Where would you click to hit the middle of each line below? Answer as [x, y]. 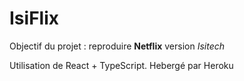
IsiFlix [34, 18]
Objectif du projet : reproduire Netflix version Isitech [117, 46]
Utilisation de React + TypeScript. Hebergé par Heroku [121, 65]
